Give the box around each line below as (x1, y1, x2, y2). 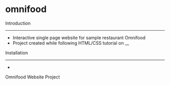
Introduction (5, 20, 31, 26)
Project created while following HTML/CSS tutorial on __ (12, 40, 130, 46)
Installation (5, 49, 28, 56)
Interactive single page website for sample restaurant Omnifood (12, 34, 146, 41)
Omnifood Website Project (5, 74, 60, 80)
